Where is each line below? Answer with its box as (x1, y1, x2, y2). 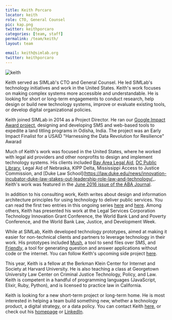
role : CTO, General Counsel (5, 17, 66, 22)
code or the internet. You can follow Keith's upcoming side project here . (5, 250, 158, 256)
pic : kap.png (5, 22, 33, 27)
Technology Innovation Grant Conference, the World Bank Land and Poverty (5, 213, 166, 219)
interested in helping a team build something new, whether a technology (5, 297, 158, 304)
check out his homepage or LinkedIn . (5, 308, 84, 314)
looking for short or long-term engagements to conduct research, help (5, 96, 154, 102)
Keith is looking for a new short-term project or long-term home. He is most (5, 292, 165, 298)
